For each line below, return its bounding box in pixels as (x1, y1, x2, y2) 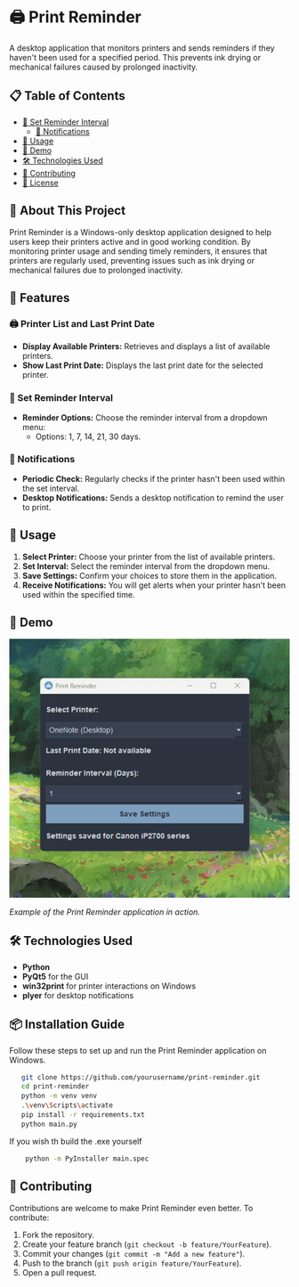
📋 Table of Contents (9, 88, 126, 103)
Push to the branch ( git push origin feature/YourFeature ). (21, 1258, 242, 1268)
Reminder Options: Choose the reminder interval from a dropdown (21, 411, 269, 423)
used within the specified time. (21, 589, 135, 599)
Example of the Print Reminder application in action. (9, 906, 200, 917)
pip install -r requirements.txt (20, 1111, 145, 1120)
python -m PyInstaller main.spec (25, 1154, 149, 1163)
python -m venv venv (20, 1092, 98, 1101)
